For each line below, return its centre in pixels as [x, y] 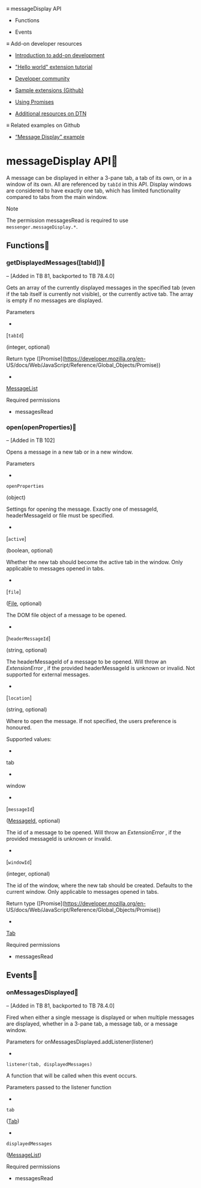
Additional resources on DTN [51, 113]
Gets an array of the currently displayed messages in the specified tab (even [101, 288]
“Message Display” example [50, 137]
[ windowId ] [19, 862]
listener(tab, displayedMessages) [49, 1064]
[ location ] [19, 698]
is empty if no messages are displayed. [55, 300]
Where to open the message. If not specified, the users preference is [91, 721]
